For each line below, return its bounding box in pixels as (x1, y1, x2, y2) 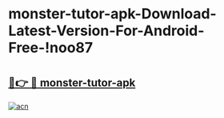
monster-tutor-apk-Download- (8, 5, 218, 23)
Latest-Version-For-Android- (8, 22, 205, 40)
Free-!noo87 (8, 39, 94, 57)
